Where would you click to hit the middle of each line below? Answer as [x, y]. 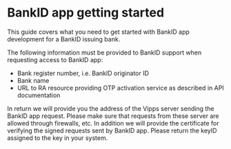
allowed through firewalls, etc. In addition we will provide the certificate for [113, 123]
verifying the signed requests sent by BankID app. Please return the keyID [112, 130]
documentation [39, 95]
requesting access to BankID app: [55, 59]
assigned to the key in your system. [58, 138]
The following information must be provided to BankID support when [104, 52]
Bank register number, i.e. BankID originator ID [83, 73]
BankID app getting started [86, 13]
